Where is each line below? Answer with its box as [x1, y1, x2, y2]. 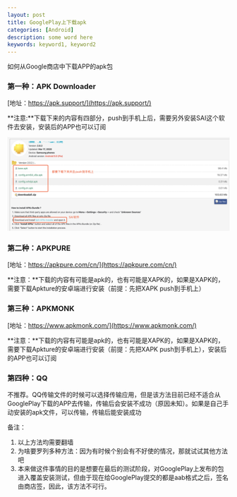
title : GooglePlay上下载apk [7, 18, 87, 26]
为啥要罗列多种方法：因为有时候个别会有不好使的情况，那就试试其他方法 [17, 446, 228, 455]
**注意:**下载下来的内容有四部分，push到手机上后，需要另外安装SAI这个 [7, 113, 219, 123]
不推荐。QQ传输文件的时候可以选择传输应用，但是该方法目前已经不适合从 [7, 390, 221, 398]
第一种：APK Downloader [7, 82, 97, 92]
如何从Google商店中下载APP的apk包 [7, 62, 114, 70]
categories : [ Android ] [7, 26, 74, 33]
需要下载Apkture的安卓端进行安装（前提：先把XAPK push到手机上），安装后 [7, 345, 227, 353]
